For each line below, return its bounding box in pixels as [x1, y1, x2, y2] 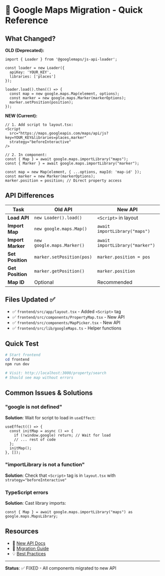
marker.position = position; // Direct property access [5, 178, 122, 183]
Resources [5, 527, 39, 536]
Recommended [97, 278, 133, 285]
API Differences [5, 192, 55, 200]
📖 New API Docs [12, 540, 46, 546]
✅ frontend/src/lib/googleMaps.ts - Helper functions [12, 325, 122, 331]
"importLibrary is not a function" [5, 461, 85, 468]
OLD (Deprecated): [5, 48, 45, 53]
